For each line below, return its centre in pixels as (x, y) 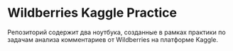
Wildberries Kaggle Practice (92, 13)
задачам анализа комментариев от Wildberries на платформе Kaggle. (113, 39)
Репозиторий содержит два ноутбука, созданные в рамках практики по (116, 32)
